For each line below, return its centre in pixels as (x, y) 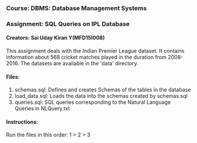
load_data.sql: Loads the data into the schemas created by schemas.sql (101, 96)
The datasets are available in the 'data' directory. (79, 63)
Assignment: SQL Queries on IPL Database (68, 23)
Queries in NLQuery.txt (42, 108)
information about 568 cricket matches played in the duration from (86, 57)
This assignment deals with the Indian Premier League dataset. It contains (95, 51)
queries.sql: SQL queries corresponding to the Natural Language (93, 102)
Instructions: (22, 122)
